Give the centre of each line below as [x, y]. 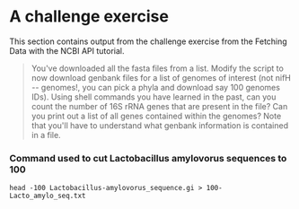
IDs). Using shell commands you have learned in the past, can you [154, 97]
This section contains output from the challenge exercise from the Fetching [148, 41]
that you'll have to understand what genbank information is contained [160, 125]
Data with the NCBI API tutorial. [67, 50]
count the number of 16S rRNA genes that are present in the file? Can [159, 106]
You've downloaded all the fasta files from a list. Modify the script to [158, 68]
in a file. [46, 135]
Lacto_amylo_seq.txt [48, 196]
